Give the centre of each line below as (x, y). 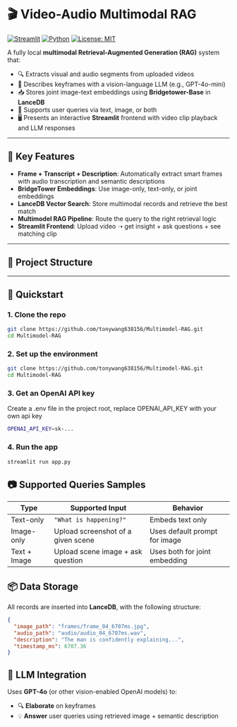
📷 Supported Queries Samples (77, 485)
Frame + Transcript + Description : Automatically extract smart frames (120, 174)
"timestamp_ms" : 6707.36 (50, 646)
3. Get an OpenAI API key (51, 393)
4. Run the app (33, 447)
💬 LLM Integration (47, 674)
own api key (25, 416)
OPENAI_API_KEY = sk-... (41, 429)
